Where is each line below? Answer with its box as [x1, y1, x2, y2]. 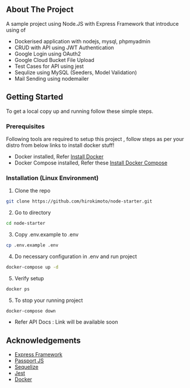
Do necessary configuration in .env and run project [14, 253, 137, 260]
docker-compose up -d [6, 264, 59, 270]
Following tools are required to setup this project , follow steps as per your [6, 135, 185, 142]
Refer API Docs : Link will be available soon [14, 318, 118, 325]
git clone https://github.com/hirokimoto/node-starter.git [6, 198, 153, 204]
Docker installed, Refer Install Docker [14, 153, 104, 160]
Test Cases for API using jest [14, 63, 84, 70]
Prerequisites [6, 122, 45, 131]
